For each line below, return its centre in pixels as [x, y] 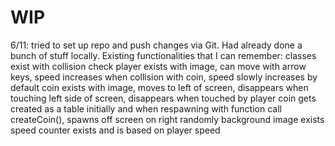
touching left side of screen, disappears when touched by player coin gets [163, 98]
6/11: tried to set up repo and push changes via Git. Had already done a [156, 45]
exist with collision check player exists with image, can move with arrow [158, 66]
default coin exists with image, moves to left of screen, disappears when [159, 87]
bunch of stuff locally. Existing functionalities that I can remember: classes [163, 55]
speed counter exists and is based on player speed [115, 130]
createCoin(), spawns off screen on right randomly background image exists [167, 119]
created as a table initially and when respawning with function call [146, 108]
